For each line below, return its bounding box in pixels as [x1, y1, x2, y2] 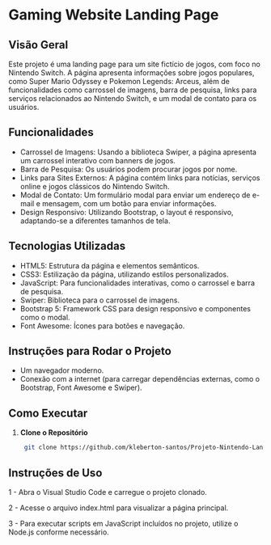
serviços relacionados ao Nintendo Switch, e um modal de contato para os [8, 94, 257, 103]
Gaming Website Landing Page [8, 6, 219, 24]
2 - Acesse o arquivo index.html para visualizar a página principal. [8, 503, 229, 513]
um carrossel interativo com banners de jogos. [19, 155, 176, 165]
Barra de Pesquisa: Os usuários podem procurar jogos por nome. [19, 164, 238, 174]
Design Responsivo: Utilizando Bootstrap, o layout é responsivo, [19, 207, 234, 217]
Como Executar [8, 406, 88, 420]
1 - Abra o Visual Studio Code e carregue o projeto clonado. [8, 487, 208, 496]
